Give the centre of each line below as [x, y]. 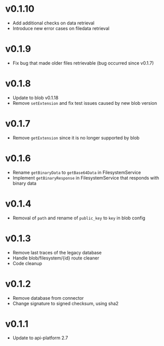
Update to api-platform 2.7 [40, 338]
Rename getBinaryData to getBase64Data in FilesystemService [77, 172]
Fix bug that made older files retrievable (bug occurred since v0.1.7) [83, 63]
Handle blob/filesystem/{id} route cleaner [56, 258]
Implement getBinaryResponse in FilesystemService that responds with [86, 178]
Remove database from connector [48, 298]
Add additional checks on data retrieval [53, 23]
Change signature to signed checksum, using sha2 [66, 303]
